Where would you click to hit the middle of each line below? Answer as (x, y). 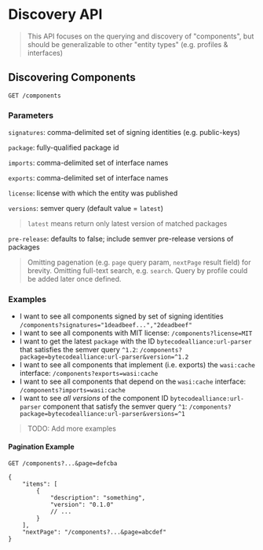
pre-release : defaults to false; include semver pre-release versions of (121, 239)
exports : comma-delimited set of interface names (88, 178)
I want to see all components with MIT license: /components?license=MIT (136, 333)
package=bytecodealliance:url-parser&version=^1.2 (104, 357)
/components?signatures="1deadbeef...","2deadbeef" (106, 326)
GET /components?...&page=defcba (63, 463)
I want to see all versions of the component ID (94, 399)
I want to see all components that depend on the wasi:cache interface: (133, 381)
